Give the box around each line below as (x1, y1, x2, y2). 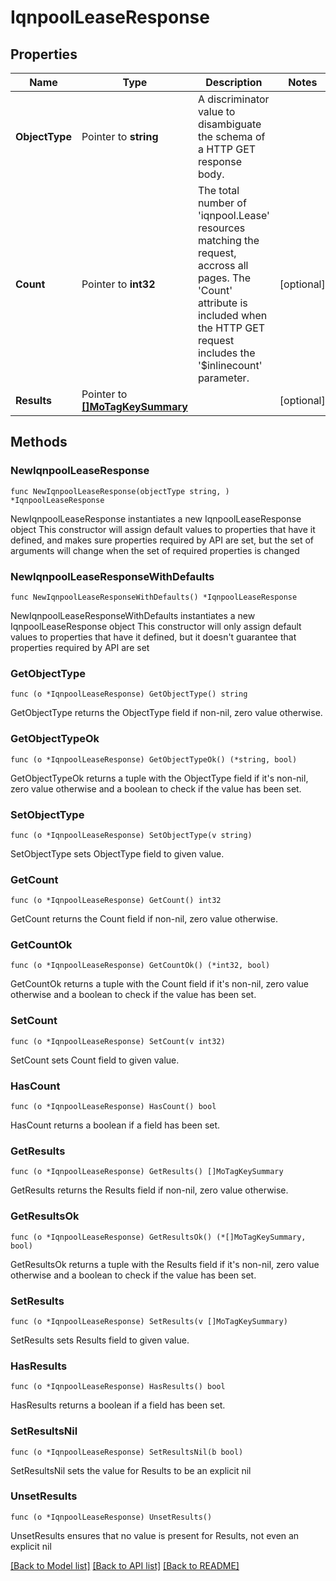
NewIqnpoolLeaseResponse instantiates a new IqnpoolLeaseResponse (10, 512, 302, 525)
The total (197, 184, 240, 197)
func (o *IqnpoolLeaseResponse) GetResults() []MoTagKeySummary (10, 1167, 284, 1177)
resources (197, 221, 246, 235)
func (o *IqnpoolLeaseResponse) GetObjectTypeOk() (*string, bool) (10, 754, 298, 765)
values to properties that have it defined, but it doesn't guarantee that (10, 631, 297, 643)
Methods (10, 434, 68, 451)
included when (197, 309, 268, 322)
